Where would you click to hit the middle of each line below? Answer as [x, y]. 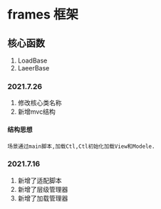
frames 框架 [43, 15]
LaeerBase [33, 68]
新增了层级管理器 [43, 189]
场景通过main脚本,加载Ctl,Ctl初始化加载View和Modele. [81, 146]
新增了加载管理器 [43, 198]
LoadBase [32, 60]
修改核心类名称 [40, 103]
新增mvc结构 [36, 112]
